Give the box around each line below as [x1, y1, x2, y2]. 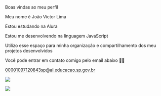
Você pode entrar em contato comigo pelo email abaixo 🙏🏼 [5, 57, 125, 63]
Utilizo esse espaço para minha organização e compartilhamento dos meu [5, 43, 157, 48]
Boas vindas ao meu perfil [5, 4, 58, 10]
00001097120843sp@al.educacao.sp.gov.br [5, 67, 95, 73]
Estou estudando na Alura [5, 23, 58, 29]
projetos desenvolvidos [5, 48, 53, 53]
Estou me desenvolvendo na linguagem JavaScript [5, 33, 108, 39]
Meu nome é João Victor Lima [5, 14, 67, 19]
